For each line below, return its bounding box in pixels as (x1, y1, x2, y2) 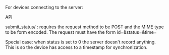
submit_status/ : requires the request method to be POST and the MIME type (5, 24, 164, 30)
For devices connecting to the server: (5, 5, 83, 10)
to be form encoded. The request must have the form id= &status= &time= (5, 29, 157, 35)
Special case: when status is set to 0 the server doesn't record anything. (5, 39, 156, 45)
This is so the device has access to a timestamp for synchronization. (5, 44, 148, 50)
